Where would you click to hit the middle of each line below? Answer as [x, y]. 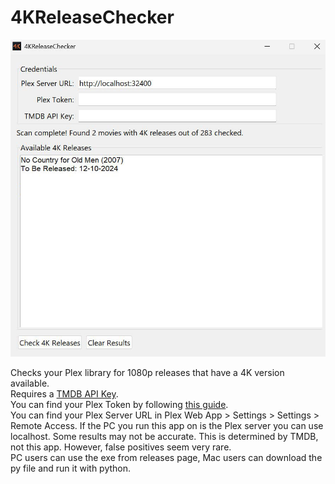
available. [30, 383]
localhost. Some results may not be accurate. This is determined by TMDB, [164, 437]
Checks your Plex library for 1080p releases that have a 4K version [147, 373]
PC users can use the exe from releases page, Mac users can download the [166, 458]
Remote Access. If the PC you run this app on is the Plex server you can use [167, 426]
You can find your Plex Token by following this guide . [119, 405]
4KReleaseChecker [92, 17]
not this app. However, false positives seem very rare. [121, 447]
